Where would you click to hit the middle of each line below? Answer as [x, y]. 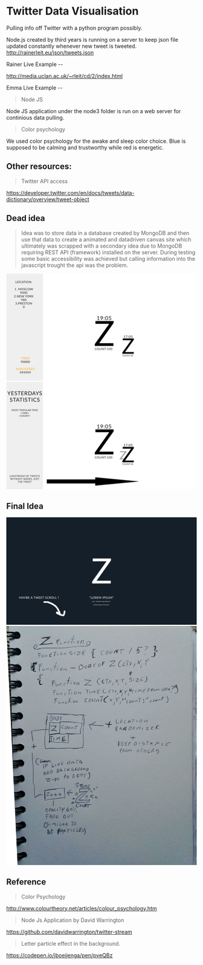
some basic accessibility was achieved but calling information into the [108, 259]
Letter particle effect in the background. [71, 943]
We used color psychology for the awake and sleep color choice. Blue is [96, 141]
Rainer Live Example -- [35, 64]
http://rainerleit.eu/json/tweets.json [50, 52]
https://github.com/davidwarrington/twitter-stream [69, 932]
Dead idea [26, 218]
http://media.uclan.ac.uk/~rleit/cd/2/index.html [64, 76]
